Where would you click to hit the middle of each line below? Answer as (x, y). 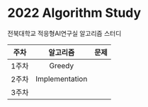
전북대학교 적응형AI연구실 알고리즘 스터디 (64, 33)
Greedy (62, 65)
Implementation (61, 79)
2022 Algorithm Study (74, 13)
